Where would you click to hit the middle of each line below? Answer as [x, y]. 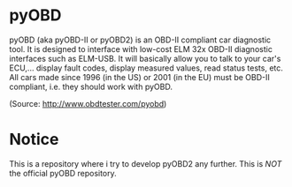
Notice [34, 140]
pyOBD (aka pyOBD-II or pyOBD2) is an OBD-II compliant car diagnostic [140, 40]
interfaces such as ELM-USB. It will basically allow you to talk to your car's [145, 58]
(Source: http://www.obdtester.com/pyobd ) [88, 103]
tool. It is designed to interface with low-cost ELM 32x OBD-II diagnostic [141, 49]
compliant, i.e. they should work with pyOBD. [91, 86]
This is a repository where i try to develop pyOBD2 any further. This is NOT [146, 163]
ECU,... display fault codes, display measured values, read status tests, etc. [146, 68]
